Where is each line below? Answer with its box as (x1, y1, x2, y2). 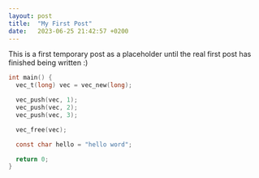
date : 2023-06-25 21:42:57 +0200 (8, 27, 129, 35)
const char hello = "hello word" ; (15, 140, 132, 149)
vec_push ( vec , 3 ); (15, 111, 79, 119)
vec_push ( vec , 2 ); (15, 103, 79, 111)
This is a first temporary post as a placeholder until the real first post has (8, 50, 252, 59)
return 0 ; (15, 155, 49, 163)
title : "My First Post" (8, 20, 93, 28)
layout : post (8, 11, 53, 20)
